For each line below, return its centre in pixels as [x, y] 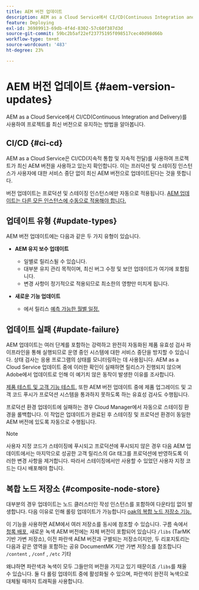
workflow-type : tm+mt [33, 39]
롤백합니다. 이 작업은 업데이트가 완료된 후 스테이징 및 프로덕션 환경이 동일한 [104, 414]
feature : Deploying [30, 23]
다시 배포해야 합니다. [41, 468]
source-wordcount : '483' [37, 45]
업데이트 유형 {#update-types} [62, 221]
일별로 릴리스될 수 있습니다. [55, 261]
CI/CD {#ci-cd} [35, 143]
